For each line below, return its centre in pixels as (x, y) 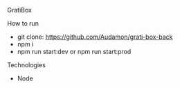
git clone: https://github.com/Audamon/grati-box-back (95, 37)
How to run (23, 23)
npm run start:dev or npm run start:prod (74, 52)
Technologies (27, 65)
